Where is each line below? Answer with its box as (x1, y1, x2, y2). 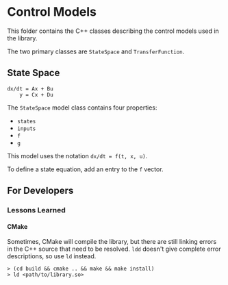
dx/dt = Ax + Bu (7, 85, 53, 92)
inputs (16, 125, 36, 132)
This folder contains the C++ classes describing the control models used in (7, 27, 219, 35)
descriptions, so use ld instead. (7, 252, 97, 260)
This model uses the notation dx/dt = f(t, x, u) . (7, 151, 148, 160)
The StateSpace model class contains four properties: (7, 103, 157, 112)
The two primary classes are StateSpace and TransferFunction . (7, 47, 185, 55)
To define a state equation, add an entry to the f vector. (7, 165, 164, 173)
